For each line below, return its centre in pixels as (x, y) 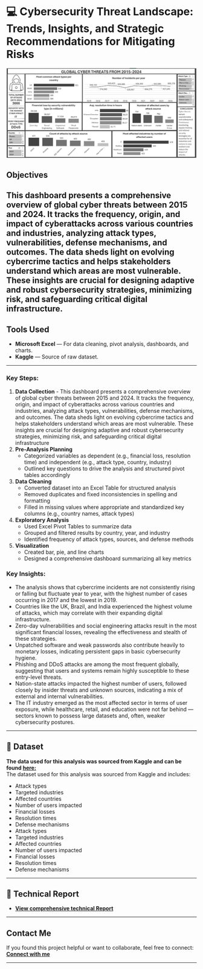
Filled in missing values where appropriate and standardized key (104, 507)
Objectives (27, 175)
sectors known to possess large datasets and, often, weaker (90, 715)
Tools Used (28, 329)
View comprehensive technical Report (64, 909)
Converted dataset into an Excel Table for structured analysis (100, 488)
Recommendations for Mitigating (91, 41)
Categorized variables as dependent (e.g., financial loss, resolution (107, 455)
